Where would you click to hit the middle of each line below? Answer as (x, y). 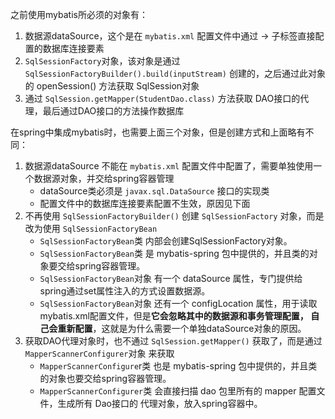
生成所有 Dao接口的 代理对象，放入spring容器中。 (160, 403)
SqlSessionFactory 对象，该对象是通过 (102, 61)
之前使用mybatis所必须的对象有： (79, 14)
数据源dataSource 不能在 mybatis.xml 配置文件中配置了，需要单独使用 (169, 166)
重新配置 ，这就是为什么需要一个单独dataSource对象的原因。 (182, 328)
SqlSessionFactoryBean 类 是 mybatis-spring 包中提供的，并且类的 (174, 253)
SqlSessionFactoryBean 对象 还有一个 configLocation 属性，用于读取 (178, 303)
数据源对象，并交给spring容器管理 (104, 178)
